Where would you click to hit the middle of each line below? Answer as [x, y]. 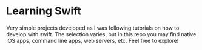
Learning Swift [44, 11]
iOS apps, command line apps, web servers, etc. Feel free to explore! [93, 40]
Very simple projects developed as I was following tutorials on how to [93, 28]
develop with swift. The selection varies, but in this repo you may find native [101, 34]
